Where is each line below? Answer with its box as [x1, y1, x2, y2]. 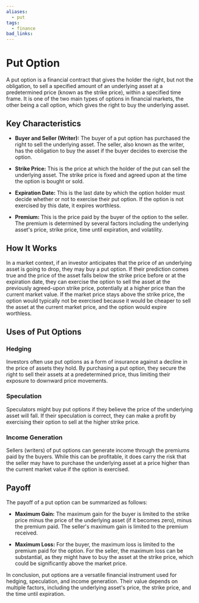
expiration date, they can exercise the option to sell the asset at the [6, 278, 170, 285]
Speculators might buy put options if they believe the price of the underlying [6, 405, 193, 413]
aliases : [6, 8, 28, 15]
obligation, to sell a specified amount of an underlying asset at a [6, 83, 163, 90]
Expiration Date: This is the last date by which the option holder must [14, 189, 185, 196]
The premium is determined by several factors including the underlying [14, 220, 189, 227]
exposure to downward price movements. [6, 377, 108, 385]
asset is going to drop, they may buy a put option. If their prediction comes [6, 265, 189, 273]
